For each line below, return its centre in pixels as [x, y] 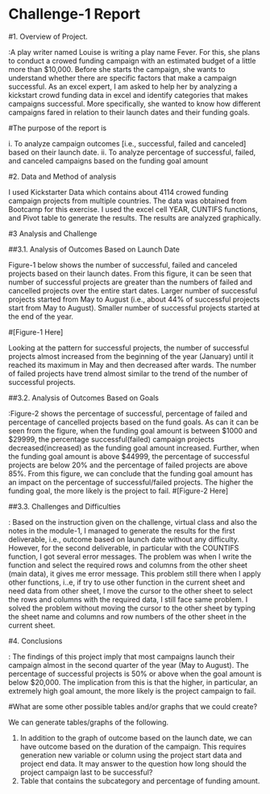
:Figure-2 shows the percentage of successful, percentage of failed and [128, 413]
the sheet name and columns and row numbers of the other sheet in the [128, 616]
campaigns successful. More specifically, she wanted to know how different [135, 103]
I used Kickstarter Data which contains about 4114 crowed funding [118, 192]
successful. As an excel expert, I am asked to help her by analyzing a [123, 87]
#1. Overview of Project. [48, 36]
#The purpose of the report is [58, 128]
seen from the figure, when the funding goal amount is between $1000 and [133, 430]
